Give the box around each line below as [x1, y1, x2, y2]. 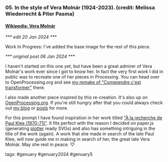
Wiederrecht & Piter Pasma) [5, 10, 74, 17]
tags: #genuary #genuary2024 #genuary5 [5, 151, 93, 157]
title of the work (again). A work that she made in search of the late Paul [5, 131, 154, 137]
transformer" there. [5, 85, 45, 91]
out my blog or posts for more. [5, 105, 68, 111]
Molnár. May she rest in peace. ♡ [5, 141, 75, 147]
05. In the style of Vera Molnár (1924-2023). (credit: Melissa [5, 4, 155, 11]
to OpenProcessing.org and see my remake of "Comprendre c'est [5, 79, 141, 86]
